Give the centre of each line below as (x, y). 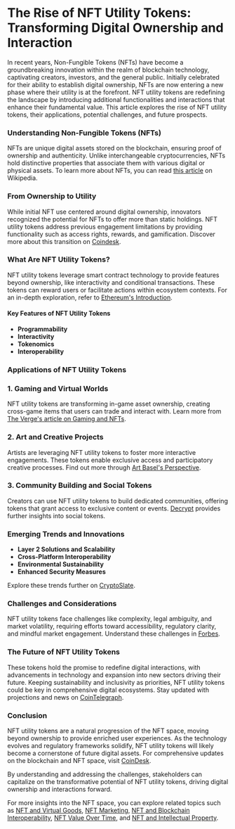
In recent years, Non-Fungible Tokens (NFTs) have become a (95, 62)
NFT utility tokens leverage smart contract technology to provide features (113, 275)
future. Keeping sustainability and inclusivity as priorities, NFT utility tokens (116, 682)
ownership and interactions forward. (60, 790)
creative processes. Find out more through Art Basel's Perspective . (104, 467)
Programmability (42, 329)
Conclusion (27, 715)
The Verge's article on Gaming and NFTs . (67, 419)
